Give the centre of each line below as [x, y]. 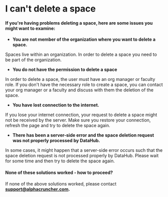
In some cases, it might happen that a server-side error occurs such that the [84, 150]
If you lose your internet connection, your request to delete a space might [81, 115]
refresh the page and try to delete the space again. [58, 126]
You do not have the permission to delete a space [65, 70]
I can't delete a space [51, 9]
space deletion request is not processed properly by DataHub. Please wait [82, 156]
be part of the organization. [33, 60]
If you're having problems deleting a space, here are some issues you [79, 23]
